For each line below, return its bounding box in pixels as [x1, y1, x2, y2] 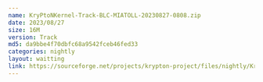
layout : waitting [8, 55, 65, 63]
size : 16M [8, 26, 41, 34]
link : [8, 62, 26, 70]
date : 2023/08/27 [8, 19, 65, 27]
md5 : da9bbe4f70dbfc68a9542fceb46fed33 [8, 41, 139, 48]
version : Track [8, 33, 58, 41]
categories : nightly [8, 48, 76, 55]
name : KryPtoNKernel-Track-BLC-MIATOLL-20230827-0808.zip [8, 11, 201, 20]
